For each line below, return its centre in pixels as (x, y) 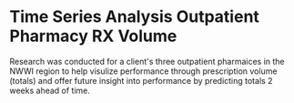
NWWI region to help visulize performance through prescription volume (143, 71)
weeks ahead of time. (50, 90)
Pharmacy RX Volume (93, 36)
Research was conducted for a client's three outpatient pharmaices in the (147, 61)
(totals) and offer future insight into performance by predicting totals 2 (141, 80)
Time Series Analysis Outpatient (134, 17)
